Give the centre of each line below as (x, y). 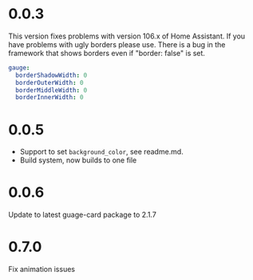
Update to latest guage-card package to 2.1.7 (83, 215)
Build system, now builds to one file (78, 160)
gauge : (19, 68)
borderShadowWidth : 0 (51, 75)
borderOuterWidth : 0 (49, 82)
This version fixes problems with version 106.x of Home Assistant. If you (127, 36)
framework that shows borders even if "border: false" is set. (107, 53)
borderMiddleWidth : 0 (51, 90)
